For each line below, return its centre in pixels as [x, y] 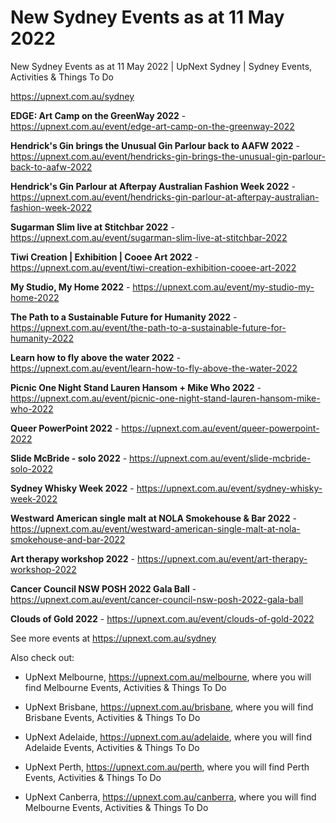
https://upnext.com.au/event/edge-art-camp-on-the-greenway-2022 [152, 126]
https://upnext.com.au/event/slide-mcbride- [220, 458]
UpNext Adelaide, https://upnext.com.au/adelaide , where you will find [168, 737]
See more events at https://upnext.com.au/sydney [113, 638]
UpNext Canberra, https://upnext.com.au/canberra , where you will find [170, 797]
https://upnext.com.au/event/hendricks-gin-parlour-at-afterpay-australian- [165, 197]
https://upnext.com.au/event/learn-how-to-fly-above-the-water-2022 [154, 368]
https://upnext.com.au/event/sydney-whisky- [229, 488]
